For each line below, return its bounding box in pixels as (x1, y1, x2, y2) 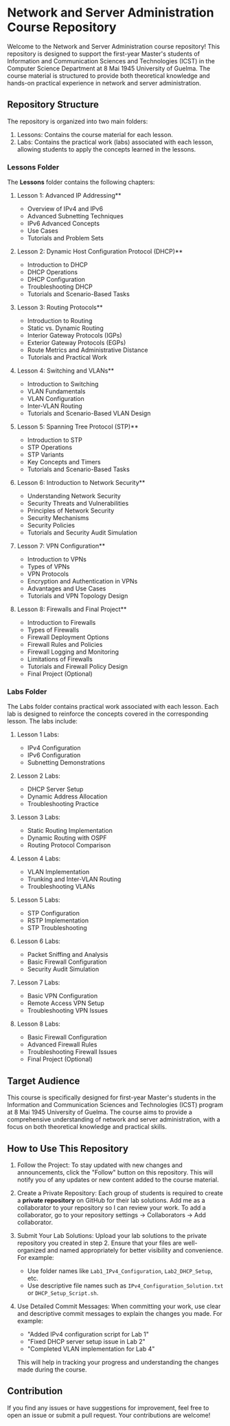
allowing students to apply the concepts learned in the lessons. (16, 145, 196, 153)
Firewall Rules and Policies (27, 641, 103, 649)
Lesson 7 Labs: (16, 978, 60, 986)
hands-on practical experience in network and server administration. (7, 79, 201, 87)
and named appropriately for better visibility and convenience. (47, 1246, 223, 1254)
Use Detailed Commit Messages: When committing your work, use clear (16, 1302, 221, 1310)
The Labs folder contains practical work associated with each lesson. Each (7, 703, 219, 711)
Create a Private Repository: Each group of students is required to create (16, 1188, 223, 1197)
